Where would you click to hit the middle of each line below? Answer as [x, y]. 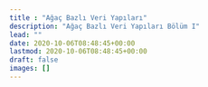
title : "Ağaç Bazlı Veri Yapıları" [78, 18]
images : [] [30, 69]
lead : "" [26, 34]
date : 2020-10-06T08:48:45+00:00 [72, 43]
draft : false [34, 60]
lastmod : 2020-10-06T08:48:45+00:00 [78, 52]
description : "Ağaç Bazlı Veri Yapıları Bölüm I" [105, 26]
